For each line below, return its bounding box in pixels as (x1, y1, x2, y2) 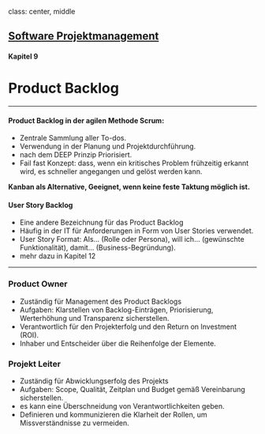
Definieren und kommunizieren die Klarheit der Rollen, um (19, 409, 207, 419)
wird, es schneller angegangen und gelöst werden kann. (19, 167, 203, 176)
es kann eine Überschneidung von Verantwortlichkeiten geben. (19, 401, 225, 410)
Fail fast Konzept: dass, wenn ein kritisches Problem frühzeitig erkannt (19, 158, 249, 168)
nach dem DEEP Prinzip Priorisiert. (19, 150, 132, 160)
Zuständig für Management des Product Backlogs (19, 296, 182, 306)
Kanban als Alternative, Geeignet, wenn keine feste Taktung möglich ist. (8, 182, 251, 192)
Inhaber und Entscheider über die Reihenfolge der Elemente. (19, 338, 217, 348)
